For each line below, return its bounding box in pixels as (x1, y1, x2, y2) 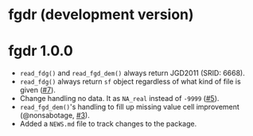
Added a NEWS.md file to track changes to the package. (19, 119, 197, 129)
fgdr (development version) (8, 6, 194, 24)
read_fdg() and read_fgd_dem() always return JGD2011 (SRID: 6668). (19, 68, 245, 78)
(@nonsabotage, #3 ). (19, 111, 90, 120)
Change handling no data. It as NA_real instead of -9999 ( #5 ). (19, 94, 220, 103)
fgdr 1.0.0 (8, 42, 73, 60)
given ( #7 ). (19, 85, 56, 95)
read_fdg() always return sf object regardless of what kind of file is (19, 77, 241, 87)
